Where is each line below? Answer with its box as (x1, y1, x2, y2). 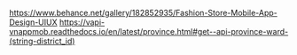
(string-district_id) (9, 35, 75, 46)
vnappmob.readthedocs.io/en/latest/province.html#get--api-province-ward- (9, 27, 289, 36)
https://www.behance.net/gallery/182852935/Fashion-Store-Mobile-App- (9, 8, 277, 18)
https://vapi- (59, 17, 106, 27)
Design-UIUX (9, 17, 58, 27)
